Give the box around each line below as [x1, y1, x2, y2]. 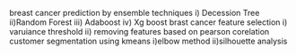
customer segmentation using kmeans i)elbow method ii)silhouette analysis [9, 35, 288, 46]
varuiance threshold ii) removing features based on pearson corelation [9, 27, 270, 36]
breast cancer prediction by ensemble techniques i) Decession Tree [9, 8, 260, 18]
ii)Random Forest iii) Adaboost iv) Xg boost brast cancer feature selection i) [9, 17, 288, 27]
